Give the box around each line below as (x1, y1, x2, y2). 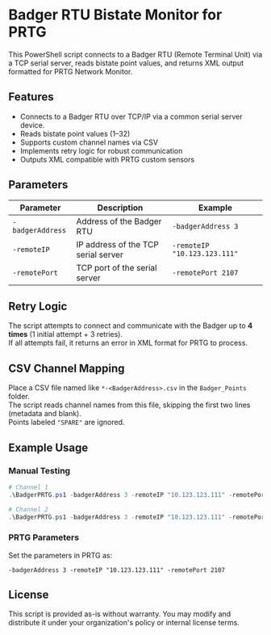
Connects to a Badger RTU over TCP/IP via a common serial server (19, 111, 243, 121)
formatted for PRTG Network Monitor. (8, 66, 133, 76)
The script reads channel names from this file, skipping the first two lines (8, 400, 251, 410)
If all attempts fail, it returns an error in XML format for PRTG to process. (8, 338, 248, 348)
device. (19, 120, 45, 130)
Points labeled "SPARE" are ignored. (8, 418, 125, 427)
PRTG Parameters (8, 532, 79, 543)
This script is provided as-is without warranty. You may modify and (8, 609, 231, 619)
